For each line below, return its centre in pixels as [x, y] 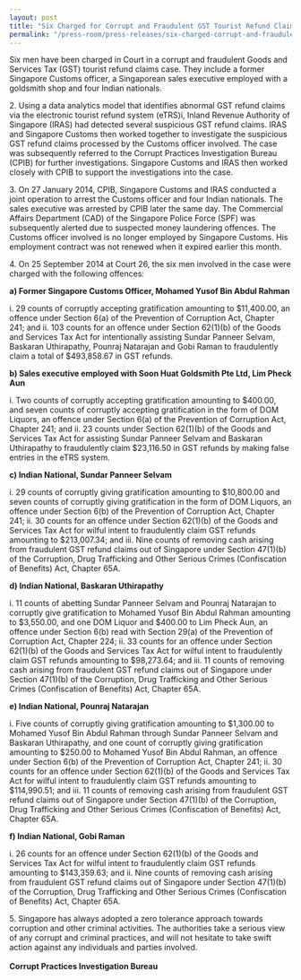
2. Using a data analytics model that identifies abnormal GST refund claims [147, 106]
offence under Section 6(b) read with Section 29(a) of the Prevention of [141, 632]
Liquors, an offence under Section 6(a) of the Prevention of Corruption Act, [148, 420]
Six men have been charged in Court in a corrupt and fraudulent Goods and [149, 60]
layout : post [34, 17]
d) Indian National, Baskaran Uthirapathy [86, 586]
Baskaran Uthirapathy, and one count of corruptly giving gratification [136, 743]
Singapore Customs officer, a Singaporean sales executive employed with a [149, 79]
